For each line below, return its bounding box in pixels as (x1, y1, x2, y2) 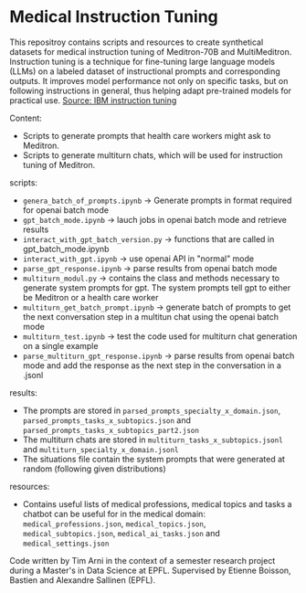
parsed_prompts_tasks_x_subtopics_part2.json (22, 426, 199, 435)
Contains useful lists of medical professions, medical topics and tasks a (22, 498, 292, 509)
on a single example (22, 340, 99, 351)
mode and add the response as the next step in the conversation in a (22, 359, 281, 371)
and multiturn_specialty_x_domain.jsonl (22, 443, 179, 454)
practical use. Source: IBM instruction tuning (9, 94, 177, 106)
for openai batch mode (22, 204, 110, 216)
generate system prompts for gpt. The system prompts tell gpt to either (22, 281, 290, 293)
